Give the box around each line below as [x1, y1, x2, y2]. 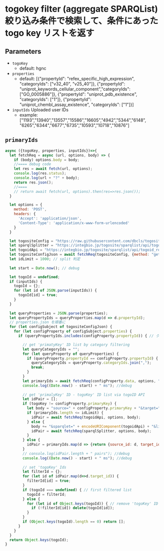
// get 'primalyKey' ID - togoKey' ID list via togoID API [22, 392, 145, 397]
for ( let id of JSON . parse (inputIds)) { [14, 288, 97, 293]
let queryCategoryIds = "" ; [22, 347, 80, 352]
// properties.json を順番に [9, 320, 66, 325]
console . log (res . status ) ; [14, 171, 67, 176]
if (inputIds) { [9, 279, 42, 284]
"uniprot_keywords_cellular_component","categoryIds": [19, 86, 131, 92]
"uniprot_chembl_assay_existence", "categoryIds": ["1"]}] [19, 102, 134, 107]
